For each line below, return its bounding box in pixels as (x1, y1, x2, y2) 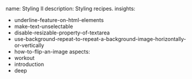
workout (14, 55, 35, 61)
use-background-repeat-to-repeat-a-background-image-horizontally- (14, 36, 187, 42)
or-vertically (14, 42, 45, 49)
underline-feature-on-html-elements (14, 17, 104, 23)
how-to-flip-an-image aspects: (14, 48, 90, 55)
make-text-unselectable (14, 23, 74, 30)
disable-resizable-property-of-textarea (14, 29, 111, 36)
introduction (14, 61, 44, 68)
